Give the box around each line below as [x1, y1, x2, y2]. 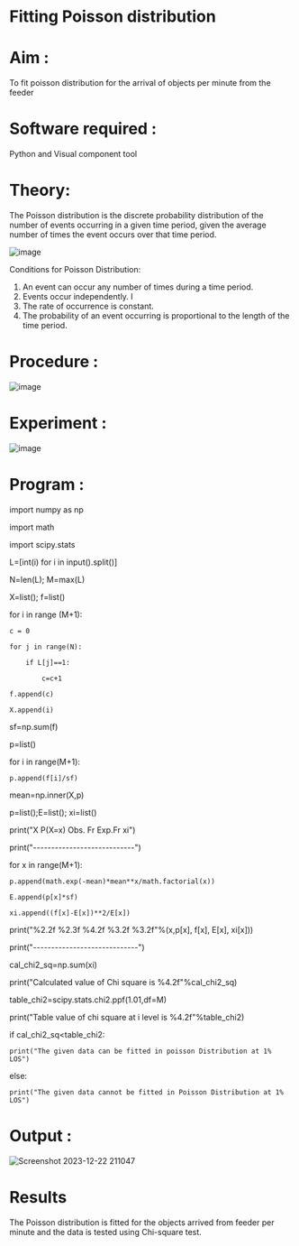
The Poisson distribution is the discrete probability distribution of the [9, 210, 264, 220]
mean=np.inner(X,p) [9, 789, 85, 800]
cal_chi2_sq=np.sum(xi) [9, 959, 97, 970]
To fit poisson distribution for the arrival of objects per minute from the [9, 78, 272, 88]
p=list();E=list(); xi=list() [9, 807, 97, 817]
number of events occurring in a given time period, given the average [9, 219, 267, 230]
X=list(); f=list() [9, 591, 66, 602]
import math [9, 521, 55, 532]
